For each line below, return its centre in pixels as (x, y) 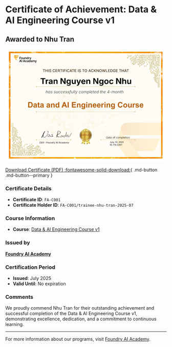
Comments (19, 297)
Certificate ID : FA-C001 (37, 200)
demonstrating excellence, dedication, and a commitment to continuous (81, 319)
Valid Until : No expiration (39, 284)
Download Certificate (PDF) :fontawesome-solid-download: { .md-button (81, 169)
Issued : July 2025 (32, 278)
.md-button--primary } (29, 175)
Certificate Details (29, 188)
